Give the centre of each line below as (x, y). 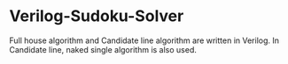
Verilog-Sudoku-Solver (97, 16)
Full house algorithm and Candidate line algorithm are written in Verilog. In (144, 40)
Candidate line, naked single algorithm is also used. (103, 49)
